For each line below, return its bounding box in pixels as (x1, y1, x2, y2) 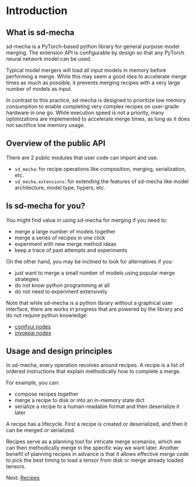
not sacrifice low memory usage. (6, 122, 85, 128)
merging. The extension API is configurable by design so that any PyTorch (6, 49, 185, 56)
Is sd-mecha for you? (6, 201, 85, 211)
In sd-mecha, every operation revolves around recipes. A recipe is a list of (6, 362, 184, 369)
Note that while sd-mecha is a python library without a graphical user (6, 299, 173, 306)
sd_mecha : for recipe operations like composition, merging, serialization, (14, 165, 186, 172)
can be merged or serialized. (6, 427, 75, 434)
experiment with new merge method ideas (14, 240, 117, 247)
